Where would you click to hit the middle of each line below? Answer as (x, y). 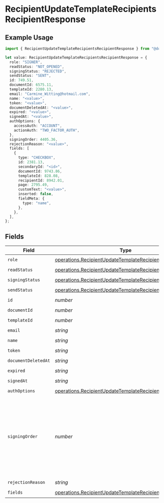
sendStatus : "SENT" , (30, 76)
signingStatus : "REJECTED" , (38, 71)
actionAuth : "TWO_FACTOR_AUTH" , (47, 130)
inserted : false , (36, 194)
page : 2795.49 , (33, 185)
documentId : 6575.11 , (31, 85)
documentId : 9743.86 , (40, 171)
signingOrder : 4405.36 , (33, 139)
